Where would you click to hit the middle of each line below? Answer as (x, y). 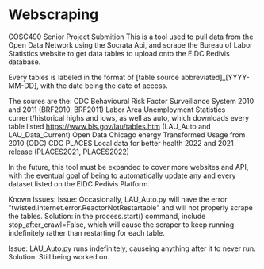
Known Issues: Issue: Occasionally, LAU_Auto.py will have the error (118, 199)
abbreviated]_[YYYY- (215, 77)
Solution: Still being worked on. (59, 256)
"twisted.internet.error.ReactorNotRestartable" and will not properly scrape (131, 207)
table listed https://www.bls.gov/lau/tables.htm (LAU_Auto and (110, 126)
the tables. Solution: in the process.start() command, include (107, 216)
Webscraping (54, 15)
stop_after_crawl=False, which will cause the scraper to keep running (121, 225)
